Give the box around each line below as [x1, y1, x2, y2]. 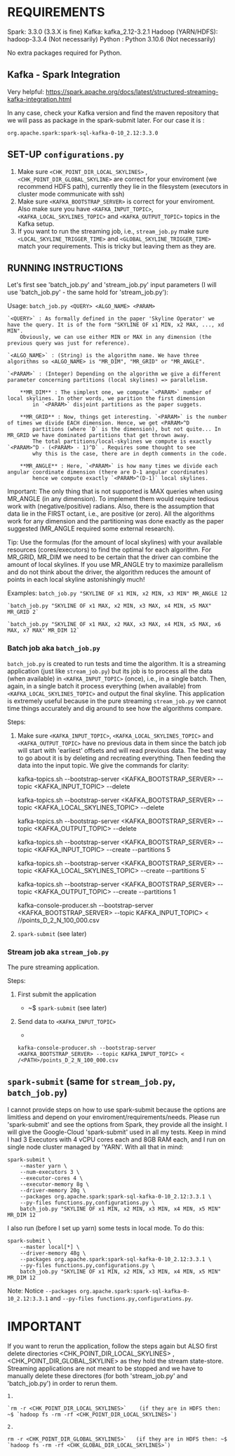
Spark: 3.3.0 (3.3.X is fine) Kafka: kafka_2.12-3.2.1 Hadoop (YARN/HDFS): [7, 27, 218, 36]
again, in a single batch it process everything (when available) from [7, 681, 201, 690]
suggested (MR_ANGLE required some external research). [7, 524, 175, 533]
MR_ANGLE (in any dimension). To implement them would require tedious [7, 495, 220, 503]
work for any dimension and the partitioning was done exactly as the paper [7, 517, 224, 526]
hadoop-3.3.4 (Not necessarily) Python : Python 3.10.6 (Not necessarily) [7, 34, 216, 43]
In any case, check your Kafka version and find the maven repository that [7, 108, 220, 116]
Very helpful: [7, 87, 44, 95]
